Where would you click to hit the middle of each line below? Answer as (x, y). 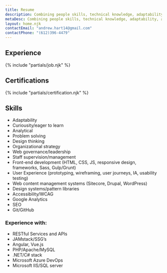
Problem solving (29, 136)
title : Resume (20, 10)
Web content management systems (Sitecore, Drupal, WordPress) (80, 183)
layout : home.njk (23, 24)
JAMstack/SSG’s (29, 239)
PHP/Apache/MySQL (34, 250)
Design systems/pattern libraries (46, 189)
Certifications (27, 81)
